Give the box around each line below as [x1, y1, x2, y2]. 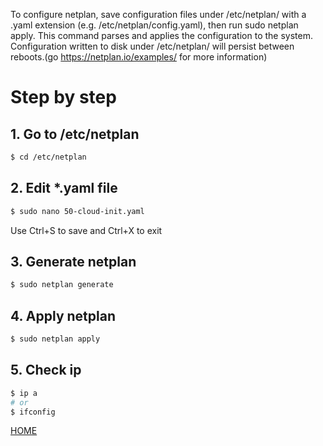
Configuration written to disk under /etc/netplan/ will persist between [10, 40, 295, 52]
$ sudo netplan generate [10, 280, 114, 290]
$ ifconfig [10, 407, 56, 417]
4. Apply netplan [10, 307, 116, 324]
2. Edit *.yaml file [10, 180, 118, 197]
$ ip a [10, 388, 38, 398]
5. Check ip [10, 362, 82, 379]
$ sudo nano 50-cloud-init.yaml [10, 206, 145, 216]
